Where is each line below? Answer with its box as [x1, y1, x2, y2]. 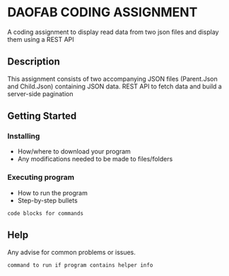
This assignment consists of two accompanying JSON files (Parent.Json [7, 74, 218, 83]
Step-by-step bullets [17, 196, 78, 205]
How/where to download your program [17, 147, 131, 156]
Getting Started [7, 110, 77, 122]
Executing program [7, 173, 75, 183]
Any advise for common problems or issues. [7, 248, 136, 256]
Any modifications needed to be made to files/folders [17, 155, 173, 163]
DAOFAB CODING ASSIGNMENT [7, 4, 198, 21]
